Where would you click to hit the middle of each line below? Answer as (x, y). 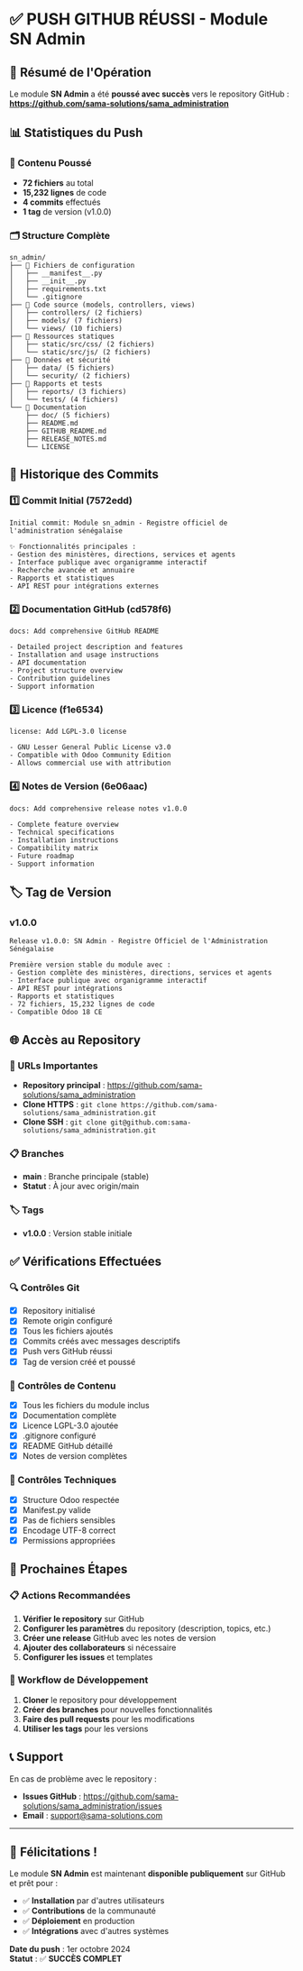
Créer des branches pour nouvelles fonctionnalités (118, 1710)
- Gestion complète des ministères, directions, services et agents (141, 973)
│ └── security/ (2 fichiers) (70, 376)
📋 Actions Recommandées (70, 1596)
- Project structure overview (66, 670)
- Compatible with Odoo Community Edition (90, 756)
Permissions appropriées (69, 1540)
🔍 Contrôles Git (45, 1288)
